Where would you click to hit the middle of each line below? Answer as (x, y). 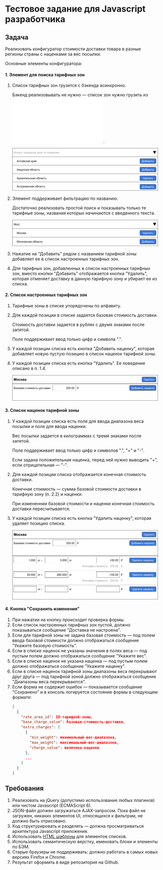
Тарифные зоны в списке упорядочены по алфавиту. (66, 305)
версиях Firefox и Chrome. (39, 857)
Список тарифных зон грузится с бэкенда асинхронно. (69, 86)
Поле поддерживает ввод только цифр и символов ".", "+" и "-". (78, 450)
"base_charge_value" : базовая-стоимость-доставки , (73, 722)
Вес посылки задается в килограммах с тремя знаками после (77, 436)
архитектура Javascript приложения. (50, 831)
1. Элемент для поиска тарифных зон (45, 74)
